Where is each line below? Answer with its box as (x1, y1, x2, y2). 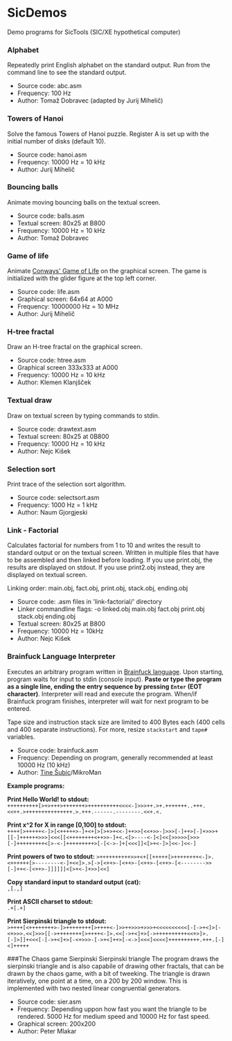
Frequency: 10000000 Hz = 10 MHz (17, 302, 119, 311)
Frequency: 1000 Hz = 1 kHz (17, 501, 98, 509)
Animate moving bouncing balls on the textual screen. (7, 198, 161, 206)
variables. (7, 732, 35, 741)
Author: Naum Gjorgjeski (17, 508, 88, 517)
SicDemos (7, 5, 67, 21)
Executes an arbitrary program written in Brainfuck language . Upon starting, (7, 667, 224, 676)
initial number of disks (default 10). (7, 137, 106, 145)
